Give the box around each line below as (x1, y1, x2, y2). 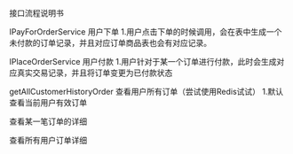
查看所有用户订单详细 (9, 135, 87, 145)
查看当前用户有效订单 (9, 97, 87, 108)
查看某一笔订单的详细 (9, 116, 87, 127)
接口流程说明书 (9, 8, 64, 18)
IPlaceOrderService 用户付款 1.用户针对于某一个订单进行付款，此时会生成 (9, 57, 277, 66)
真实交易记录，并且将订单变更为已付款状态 (16, 67, 173, 78)
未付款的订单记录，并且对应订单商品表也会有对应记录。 (9, 38, 211, 48)
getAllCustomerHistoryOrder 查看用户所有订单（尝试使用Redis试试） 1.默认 (9, 87, 284, 96)
